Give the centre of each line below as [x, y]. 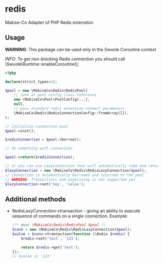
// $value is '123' [32, 256]
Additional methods [35, 199]
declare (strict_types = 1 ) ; [31, 82]
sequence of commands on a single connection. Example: [70, 216]
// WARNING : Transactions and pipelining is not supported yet [70, 179]
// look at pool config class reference [55, 95]
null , [19, 104]
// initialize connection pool [37, 126]
